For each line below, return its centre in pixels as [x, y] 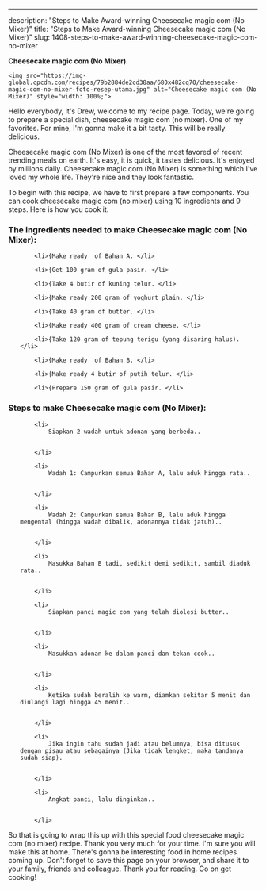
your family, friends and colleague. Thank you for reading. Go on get [120, 869]
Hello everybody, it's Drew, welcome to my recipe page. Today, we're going [131, 111]
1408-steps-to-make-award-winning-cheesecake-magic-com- [154, 37]
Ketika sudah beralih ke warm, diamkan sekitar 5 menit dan [150, 695]
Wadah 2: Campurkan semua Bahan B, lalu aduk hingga [137, 515]
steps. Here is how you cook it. [59, 209]
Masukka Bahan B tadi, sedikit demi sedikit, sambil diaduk [150, 563]
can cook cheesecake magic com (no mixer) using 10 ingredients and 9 [125, 201]
